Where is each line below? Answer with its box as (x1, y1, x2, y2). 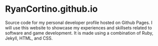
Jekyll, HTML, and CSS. (5, 35, 53, 41)
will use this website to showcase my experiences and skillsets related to (5, 24, 152, 30)
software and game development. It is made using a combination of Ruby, (5, 30, 154, 36)
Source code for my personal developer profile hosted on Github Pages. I (5, 20, 153, 25)
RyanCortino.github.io (5, 3, 98, 15)
